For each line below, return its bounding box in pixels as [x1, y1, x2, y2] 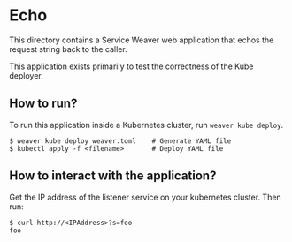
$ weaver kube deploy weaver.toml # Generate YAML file [9, 136, 232, 146]
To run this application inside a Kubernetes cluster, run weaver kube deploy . [9, 119, 284, 130]
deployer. [9, 70, 44, 80]
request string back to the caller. [9, 43, 127, 54]
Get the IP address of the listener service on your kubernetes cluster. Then [9, 192, 281, 202]
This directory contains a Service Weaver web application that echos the [9, 34, 274, 45]
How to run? [9, 96, 78, 111]
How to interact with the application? [9, 169, 217, 184]
